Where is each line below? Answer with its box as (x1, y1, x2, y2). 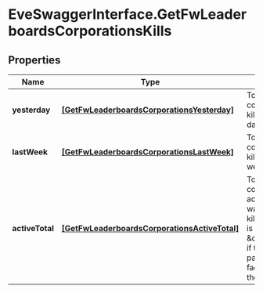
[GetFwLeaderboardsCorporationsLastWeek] (61, 146, 235, 157)
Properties (8, 53, 61, 67)
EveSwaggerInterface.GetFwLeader (8, 5, 247, 24)
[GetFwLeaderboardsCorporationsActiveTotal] (61, 223, 240, 233)
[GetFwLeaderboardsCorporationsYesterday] (61, 104, 235, 115)
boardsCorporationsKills (8, 22, 172, 40)
